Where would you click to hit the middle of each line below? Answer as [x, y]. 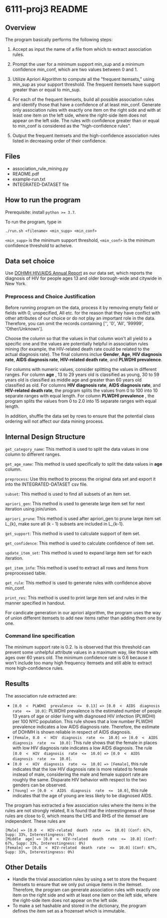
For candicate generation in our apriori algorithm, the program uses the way [83, 612]
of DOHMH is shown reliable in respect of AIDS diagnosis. [72, 732]
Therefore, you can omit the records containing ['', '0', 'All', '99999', [75, 323]
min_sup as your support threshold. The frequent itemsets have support [86, 84]
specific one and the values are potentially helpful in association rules [77, 344]
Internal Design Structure [45, 437]
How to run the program [43, 200]
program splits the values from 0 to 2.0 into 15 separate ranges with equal [81, 401]
